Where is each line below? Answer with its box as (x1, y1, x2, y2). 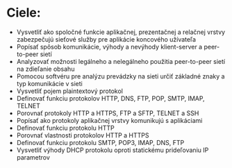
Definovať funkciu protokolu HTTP (16, 124, 115, 132)
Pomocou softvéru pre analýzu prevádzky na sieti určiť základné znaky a (16, 72, 225, 81)
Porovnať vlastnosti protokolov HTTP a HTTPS (16, 131, 150, 140)
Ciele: (6, 5, 41, 21)
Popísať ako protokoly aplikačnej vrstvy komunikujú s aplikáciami (16, 116, 203, 124)
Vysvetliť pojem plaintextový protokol (16, 87, 123, 95)
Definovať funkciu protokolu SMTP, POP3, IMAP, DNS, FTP (16, 138, 185, 146)
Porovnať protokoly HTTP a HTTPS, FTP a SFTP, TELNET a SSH (16, 109, 199, 117)
